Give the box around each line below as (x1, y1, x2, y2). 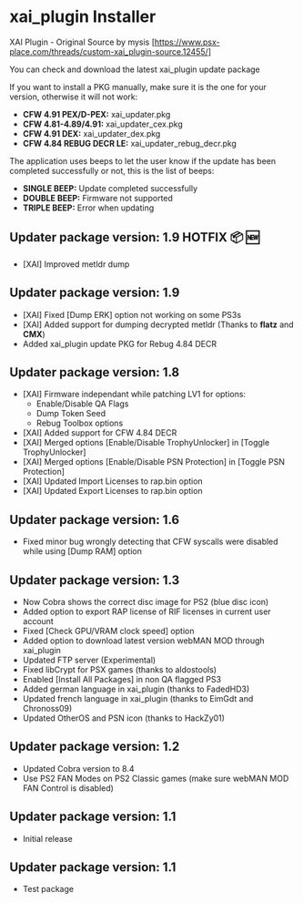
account (22, 616, 55, 626)
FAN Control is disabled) (22, 782, 114, 794)
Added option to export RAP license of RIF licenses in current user (22, 606, 271, 617)
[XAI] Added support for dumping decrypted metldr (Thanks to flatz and (22, 319, 294, 330)
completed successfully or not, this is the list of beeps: (9, 165, 215, 176)
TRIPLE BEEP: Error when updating (22, 202, 155, 213)
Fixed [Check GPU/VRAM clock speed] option (22, 626, 195, 636)
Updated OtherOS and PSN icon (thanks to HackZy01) (22, 713, 226, 723)
